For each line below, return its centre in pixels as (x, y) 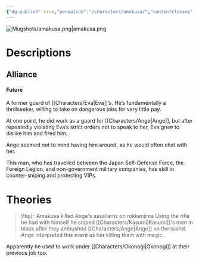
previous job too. (27, 253)
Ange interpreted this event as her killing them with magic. (92, 235)
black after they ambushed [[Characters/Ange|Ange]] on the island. (103, 229)
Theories (29, 199)
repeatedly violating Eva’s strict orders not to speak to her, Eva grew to (93, 127)
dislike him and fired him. (37, 133)
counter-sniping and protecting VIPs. (52, 176)
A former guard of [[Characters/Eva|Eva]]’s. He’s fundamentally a (86, 103)
